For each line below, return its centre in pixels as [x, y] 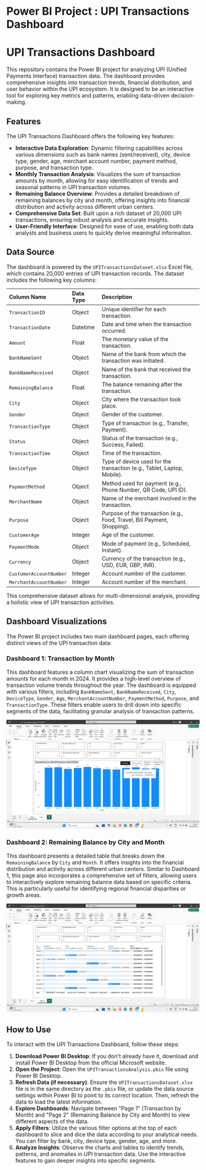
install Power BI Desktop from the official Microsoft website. [91, 1063]
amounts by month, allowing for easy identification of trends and [97, 180]
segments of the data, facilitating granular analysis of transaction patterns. [101, 711]
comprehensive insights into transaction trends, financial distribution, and [99, 83]
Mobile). [112, 475]
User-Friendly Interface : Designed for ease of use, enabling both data [105, 226]
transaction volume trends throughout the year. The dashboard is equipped [101, 685]
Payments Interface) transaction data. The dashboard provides [86, 76]
